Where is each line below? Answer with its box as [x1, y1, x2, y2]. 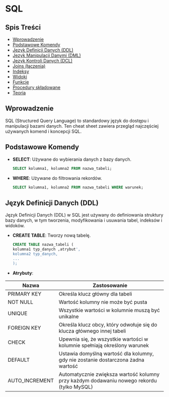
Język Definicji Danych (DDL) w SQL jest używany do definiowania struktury [5, 212, 163, 218]
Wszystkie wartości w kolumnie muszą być [58, 307, 160, 314]
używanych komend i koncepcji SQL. [5, 128, 82, 134]
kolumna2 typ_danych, [12, 251, 58, 256]
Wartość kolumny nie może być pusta [58, 299, 147, 306]
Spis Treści [5, 23, 41, 32]
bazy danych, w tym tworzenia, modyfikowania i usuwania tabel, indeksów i [5, 217, 162, 224]
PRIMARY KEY [8, 290, 42, 297]
